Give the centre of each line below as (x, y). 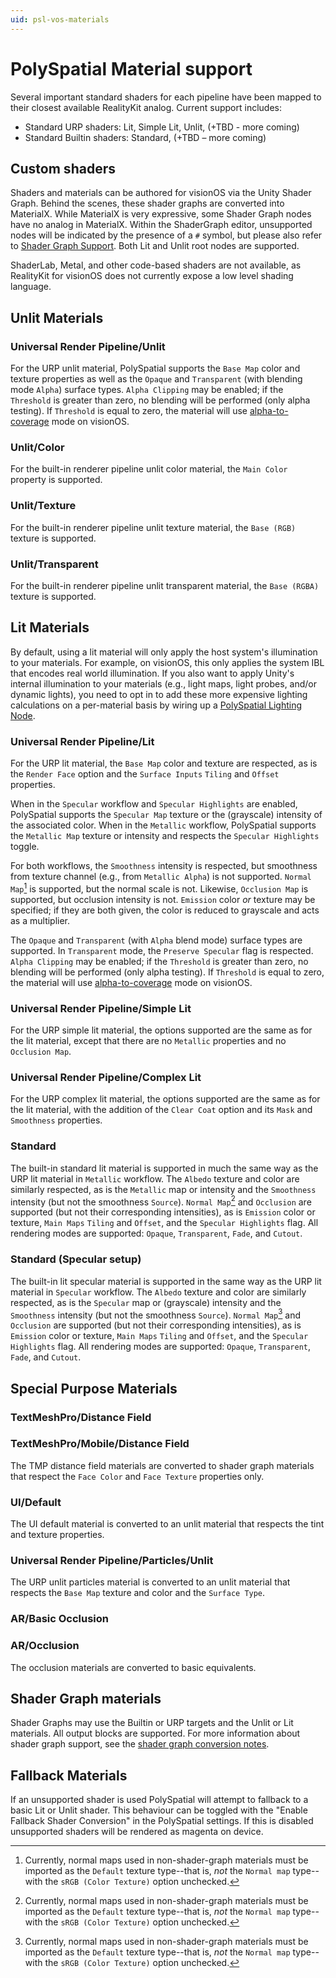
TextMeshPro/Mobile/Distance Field (100, 1444)
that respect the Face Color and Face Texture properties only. (137, 1476)
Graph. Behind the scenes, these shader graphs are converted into (147, 203)
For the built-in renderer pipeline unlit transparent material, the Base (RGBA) (165, 585)
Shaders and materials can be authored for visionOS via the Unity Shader (161, 193)
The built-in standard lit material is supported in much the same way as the (164, 1168)
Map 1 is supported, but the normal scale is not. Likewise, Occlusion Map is (159, 888)
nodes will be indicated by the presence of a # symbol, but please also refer (166, 235)
